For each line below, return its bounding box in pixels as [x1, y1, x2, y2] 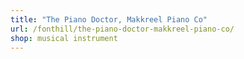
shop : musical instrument [10, 33, 118, 43]
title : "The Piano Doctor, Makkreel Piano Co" [10, 14, 208, 25]
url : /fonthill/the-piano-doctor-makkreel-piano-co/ [10, 24, 235, 34]
